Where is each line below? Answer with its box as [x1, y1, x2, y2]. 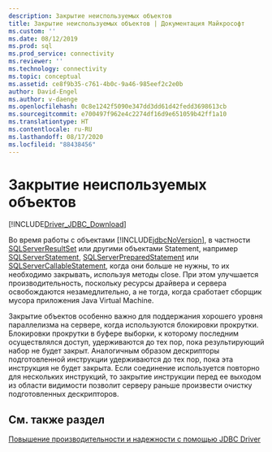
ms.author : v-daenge [8, 95, 79, 103]
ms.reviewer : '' [8, 58, 63, 66]
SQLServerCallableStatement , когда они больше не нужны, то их [8, 261, 230, 271]
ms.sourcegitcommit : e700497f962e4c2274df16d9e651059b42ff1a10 [8, 111, 227, 119]
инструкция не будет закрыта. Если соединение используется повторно [8, 363, 260, 373]
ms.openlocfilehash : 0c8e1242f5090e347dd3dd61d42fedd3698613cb [8, 102, 227, 111]
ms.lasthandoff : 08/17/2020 [8, 133, 104, 141]
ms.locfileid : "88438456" [8, 140, 96, 149]
